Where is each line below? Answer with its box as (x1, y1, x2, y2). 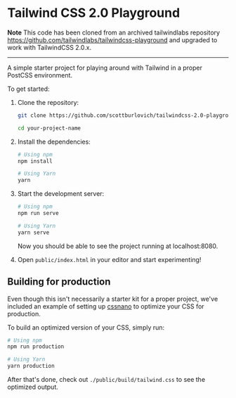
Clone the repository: (17, 98, 79, 106)
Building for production (7, 276, 111, 288)
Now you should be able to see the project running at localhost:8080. (17, 242, 218, 250)
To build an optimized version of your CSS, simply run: (7, 323, 165, 332)
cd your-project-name (17, 125, 81, 132)
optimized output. (7, 383, 58, 391)
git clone (17, 111, 47, 119)
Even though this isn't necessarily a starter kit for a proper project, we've (7, 294, 218, 303)
